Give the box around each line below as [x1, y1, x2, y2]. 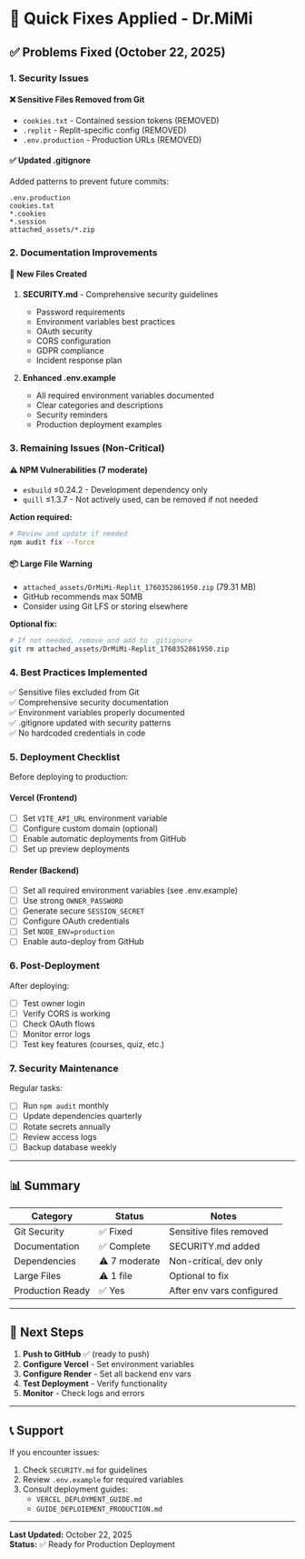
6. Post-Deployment [9, 959, 100, 972]
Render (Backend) [9, 864, 80, 875]
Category [31, 1209, 74, 1222]
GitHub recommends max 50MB [22, 591, 143, 603]
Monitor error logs [22, 1028, 91, 1039]
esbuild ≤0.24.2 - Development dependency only [22, 485, 208, 495]
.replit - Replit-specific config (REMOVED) [22, 125, 187, 135]
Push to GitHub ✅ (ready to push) [22, 1349, 150, 1360]
